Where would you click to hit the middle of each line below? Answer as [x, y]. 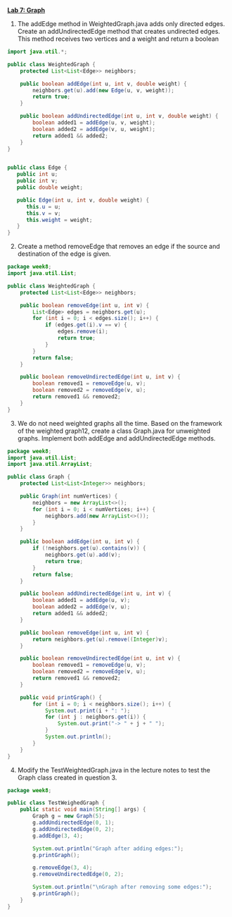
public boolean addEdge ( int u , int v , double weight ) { [104, 84]
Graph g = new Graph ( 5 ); [69, 816]
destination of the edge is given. [64, 254]
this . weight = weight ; [59, 220]
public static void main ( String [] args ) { [83, 810]
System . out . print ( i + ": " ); [88, 710]
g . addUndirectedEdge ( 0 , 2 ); [73, 829]
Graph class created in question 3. [67, 777]
